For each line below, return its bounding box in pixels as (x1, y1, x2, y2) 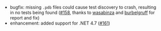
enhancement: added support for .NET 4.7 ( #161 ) (9, 20, 111, 26)
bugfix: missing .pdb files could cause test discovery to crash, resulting (9, 4, 157, 10)
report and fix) (9, 15, 40, 20)
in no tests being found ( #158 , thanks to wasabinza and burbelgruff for (9, 9, 155, 15)
